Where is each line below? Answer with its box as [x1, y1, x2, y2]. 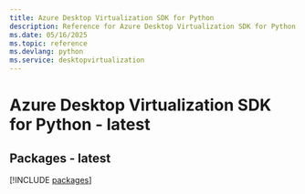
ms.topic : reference [9, 38, 89, 48]
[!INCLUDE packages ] [9, 175, 92, 185]
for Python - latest [9, 115, 151, 135]
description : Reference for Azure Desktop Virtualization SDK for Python [9, 22, 297, 31]
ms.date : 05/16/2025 [9, 30, 89, 39]
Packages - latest [9, 150, 111, 166]
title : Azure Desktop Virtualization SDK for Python [9, 13, 215, 23]
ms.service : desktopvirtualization [9, 56, 145, 65]
